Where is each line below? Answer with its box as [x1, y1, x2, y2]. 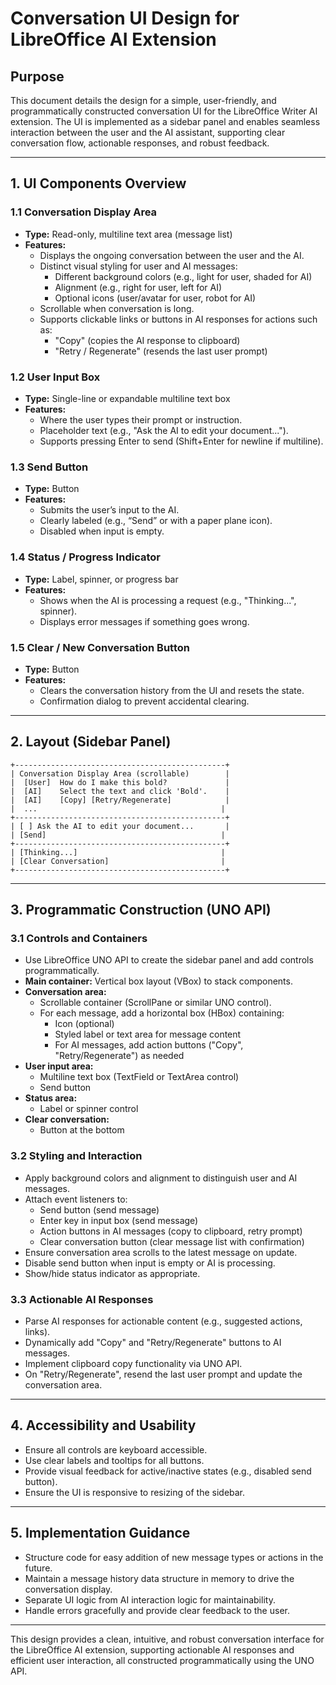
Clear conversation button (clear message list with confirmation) [39, 1235, 305, 1247]
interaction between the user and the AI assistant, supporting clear [10, 127, 286, 138]
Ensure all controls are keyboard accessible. [24, 1443, 208, 1456]
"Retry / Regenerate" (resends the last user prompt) [54, 345, 268, 357]
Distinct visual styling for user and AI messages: [39, 260, 238, 272]
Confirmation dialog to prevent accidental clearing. [39, 695, 250, 707]
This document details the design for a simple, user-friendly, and [10, 95, 277, 106]
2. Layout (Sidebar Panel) [10, 733, 172, 751]
